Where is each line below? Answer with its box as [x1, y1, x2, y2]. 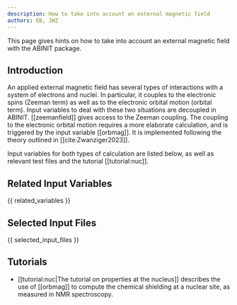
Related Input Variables [7, 178, 112, 190]
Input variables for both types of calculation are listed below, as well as [7, 149, 214, 158]
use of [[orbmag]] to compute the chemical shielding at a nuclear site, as [17, 282, 231, 291]
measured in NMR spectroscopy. [17, 289, 113, 298]
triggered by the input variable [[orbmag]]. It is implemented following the [7, 128, 221, 137]
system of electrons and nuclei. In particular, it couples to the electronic [7, 91, 216, 99]
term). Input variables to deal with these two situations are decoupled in [7, 105, 217, 114]
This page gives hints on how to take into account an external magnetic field [7, 36, 230, 45]
